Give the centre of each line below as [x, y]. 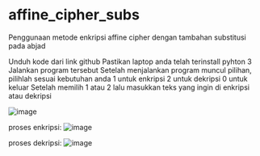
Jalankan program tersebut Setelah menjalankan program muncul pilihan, [130, 70]
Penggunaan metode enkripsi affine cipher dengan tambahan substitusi [127, 37]
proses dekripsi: [35, 142]
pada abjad [27, 45]
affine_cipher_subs [74, 15]
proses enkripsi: [35, 127]
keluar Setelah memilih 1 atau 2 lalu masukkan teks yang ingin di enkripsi [129, 87]
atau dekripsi [30, 95]
